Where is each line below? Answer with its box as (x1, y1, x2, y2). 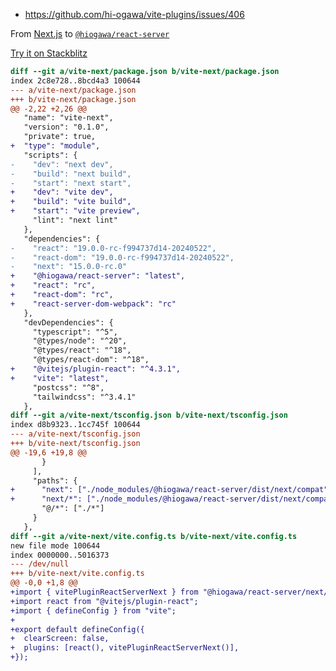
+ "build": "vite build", (10, 197, 132, 207)
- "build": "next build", (10, 169, 132, 179)
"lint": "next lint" (32, 215, 118, 225)
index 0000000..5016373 (10, 550, 110, 560)
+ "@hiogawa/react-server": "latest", (10, 271, 186, 281)
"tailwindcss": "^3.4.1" (32, 392, 137, 402)
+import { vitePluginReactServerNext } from (10, 587, 199, 597)
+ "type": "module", (10, 141, 101, 151)
